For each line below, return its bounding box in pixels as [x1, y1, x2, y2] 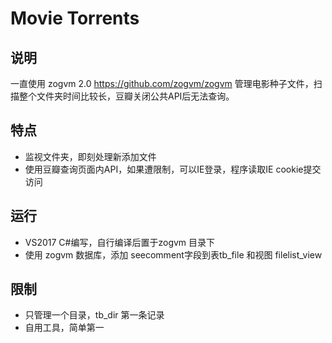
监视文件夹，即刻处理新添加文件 [24, 150, 157, 162]
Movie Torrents [10, 7, 140, 30]
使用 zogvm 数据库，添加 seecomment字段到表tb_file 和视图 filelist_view [24, 248, 323, 261]
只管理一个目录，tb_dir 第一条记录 [24, 309, 165, 321]
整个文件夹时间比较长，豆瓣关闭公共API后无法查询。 [18, 90, 235, 102]
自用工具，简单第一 [24, 322, 105, 334]
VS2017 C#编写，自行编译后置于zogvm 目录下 [24, 236, 216, 248]
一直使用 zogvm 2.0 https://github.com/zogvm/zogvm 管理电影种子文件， [10, 78, 314, 89]
